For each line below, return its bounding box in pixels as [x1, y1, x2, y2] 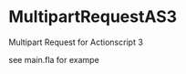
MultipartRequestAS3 [8, 6, 178, 27]
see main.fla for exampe [8, 54, 99, 65]
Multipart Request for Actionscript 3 [8, 37, 143, 48]
